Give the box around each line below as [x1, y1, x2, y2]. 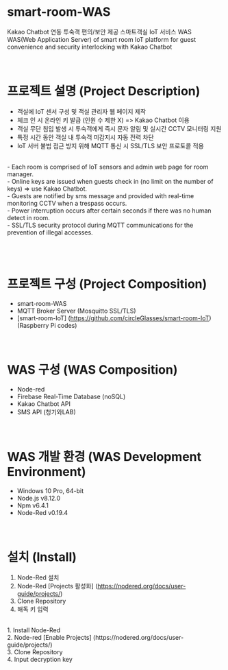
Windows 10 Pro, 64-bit [16, 486, 84, 494]
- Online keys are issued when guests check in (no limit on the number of [7, 177, 214, 185]
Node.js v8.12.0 [16, 494, 61, 502]
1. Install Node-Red [7, 625, 60, 634]
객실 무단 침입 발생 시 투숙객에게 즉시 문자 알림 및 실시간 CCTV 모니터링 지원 [16, 124, 222, 132]
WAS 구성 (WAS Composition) [7, 362, 178, 377]
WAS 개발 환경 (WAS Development [7, 448, 202, 464]
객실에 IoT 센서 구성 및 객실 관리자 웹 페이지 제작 [16, 107, 147, 115]
